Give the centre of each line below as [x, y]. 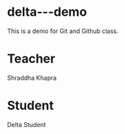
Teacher [31, 59]
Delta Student [26, 124]
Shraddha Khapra [32, 78]
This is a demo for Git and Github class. [63, 31]
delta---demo [47, 12]
